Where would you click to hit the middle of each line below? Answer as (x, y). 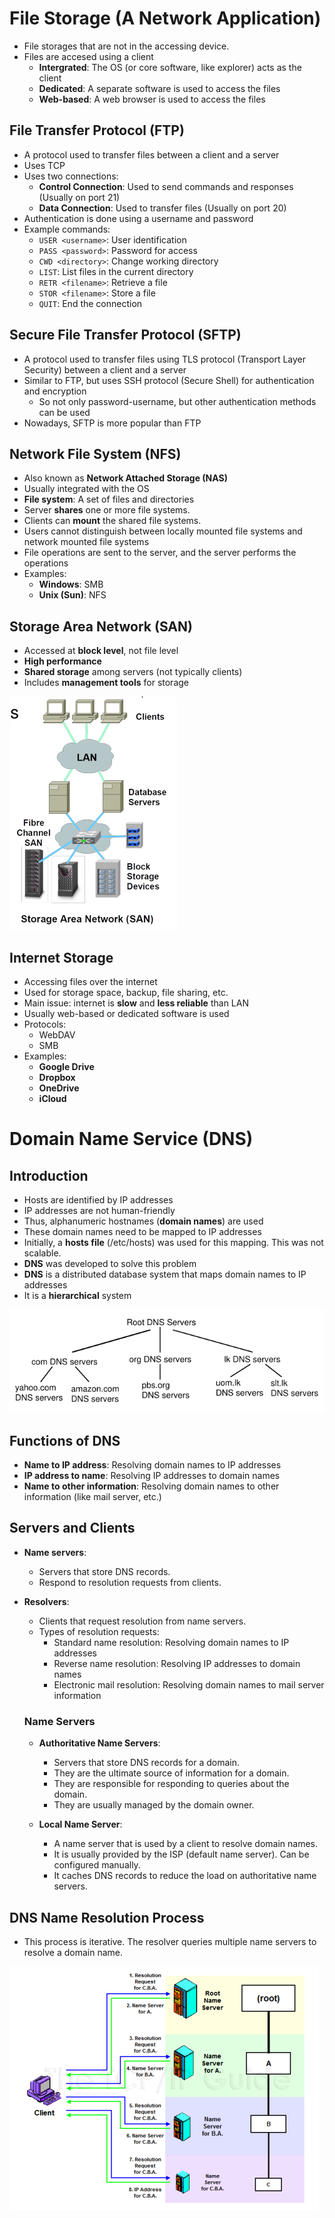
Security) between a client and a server (105, 369)
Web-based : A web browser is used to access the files (152, 99)
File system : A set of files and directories (109, 499)
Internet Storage (61, 957)
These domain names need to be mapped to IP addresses (142, 1231)
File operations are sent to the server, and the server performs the (160, 553)
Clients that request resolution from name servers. (142, 1621)
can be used (64, 412)
